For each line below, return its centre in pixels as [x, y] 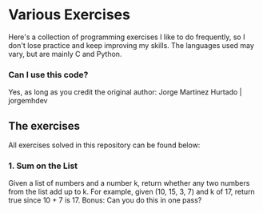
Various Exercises [69, 15]
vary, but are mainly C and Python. [65, 54]
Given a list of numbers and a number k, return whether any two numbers [129, 183]
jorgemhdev [28, 101]
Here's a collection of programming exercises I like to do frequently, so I [127, 37]
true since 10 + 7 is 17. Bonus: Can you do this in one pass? [105, 200]
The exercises [44, 126]
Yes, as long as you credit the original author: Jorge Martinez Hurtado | [125, 92]
